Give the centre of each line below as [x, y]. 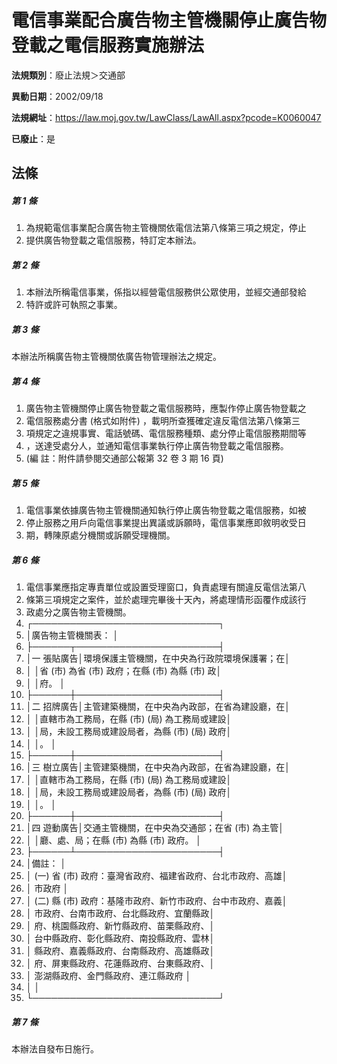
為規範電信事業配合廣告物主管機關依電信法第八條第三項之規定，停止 [166, 228]
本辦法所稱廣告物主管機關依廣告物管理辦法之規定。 [116, 357]
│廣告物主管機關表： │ [72, 635]
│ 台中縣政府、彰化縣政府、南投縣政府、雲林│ [120, 938]
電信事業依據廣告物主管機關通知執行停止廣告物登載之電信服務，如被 [166, 510]
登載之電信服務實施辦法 [108, 45]
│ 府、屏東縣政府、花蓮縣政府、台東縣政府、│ [120, 963]
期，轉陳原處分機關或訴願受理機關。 [100, 535]
